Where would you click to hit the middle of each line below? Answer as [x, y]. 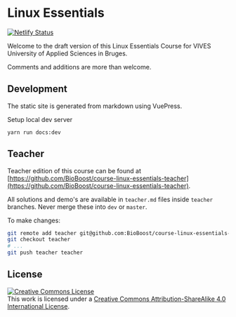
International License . [39, 306]
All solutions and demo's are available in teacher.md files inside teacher [110, 199]
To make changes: [34, 220]
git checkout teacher [39, 240]
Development [38, 89]
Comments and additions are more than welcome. [79, 67]
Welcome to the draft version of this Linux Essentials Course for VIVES [109, 46]
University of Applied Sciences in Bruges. [67, 53]
